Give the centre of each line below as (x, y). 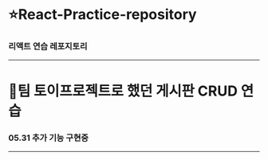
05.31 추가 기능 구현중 (49, 138)
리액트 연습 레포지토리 (48, 46)
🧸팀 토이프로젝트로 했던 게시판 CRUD (123, 91)
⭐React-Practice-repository (102, 15)
